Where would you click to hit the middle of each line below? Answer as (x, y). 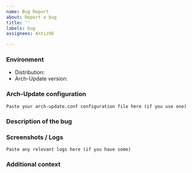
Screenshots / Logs (35, 137)
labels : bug (21, 28)
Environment (25, 60)
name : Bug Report (28, 12)
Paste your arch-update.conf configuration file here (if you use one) (96, 106)
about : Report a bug (32, 17)
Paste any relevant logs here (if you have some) (69, 149)
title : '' (18, 23)
